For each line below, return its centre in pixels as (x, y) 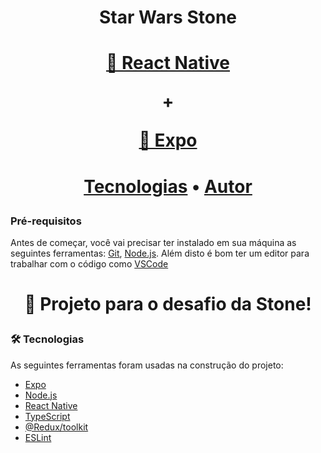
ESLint (38, 437)
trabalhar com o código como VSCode (89, 263)
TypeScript (47, 416)
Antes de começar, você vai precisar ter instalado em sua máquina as (153, 242)
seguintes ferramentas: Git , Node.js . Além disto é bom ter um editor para (160, 253)
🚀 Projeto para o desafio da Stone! (168, 304)
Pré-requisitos (46, 221)
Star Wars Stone (168, 17)
